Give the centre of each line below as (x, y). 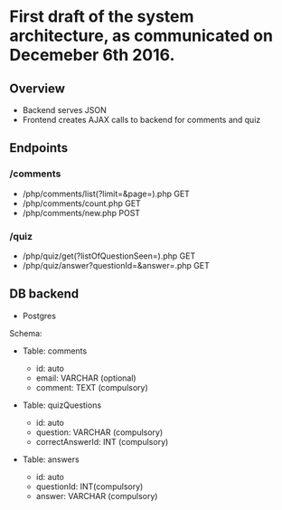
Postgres (39, 316)
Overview (38, 88)
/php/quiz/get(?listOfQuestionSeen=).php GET (109, 256)
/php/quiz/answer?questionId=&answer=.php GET (116, 265)
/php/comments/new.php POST (81, 212)
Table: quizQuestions (62, 405)
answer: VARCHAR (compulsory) (97, 496)
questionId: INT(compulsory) (89, 486)
